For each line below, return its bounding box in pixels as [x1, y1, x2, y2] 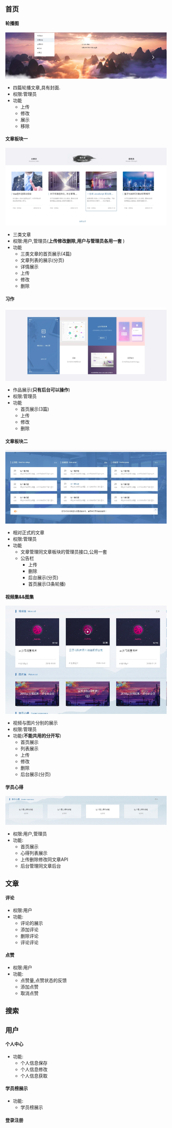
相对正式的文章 [12, 529, 45, 536]
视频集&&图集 [5, 594, 34, 600]
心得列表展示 [20, 850, 48, 856]
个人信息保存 [20, 1060, 48, 1066]
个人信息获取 [20, 1072, 48, 1079]
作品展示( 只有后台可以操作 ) [12, 386, 71, 392]
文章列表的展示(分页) [20, 257, 64, 263]
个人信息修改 [20, 1066, 48, 1072]
